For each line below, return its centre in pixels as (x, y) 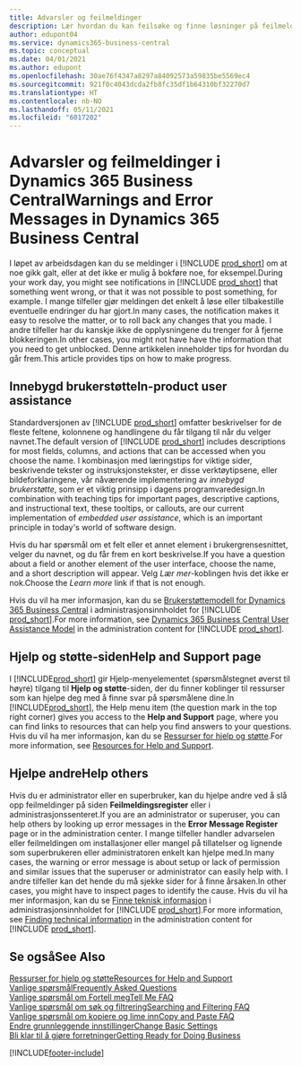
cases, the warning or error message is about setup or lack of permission (145, 861)
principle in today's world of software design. (93, 527)
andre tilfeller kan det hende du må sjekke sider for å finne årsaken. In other (148, 881)
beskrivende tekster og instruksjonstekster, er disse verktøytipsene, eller (143, 470)
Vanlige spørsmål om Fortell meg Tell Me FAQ (92, 998)
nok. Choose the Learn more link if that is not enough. (107, 582)
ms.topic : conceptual (50, 51)
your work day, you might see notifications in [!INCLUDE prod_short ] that (144, 283)
